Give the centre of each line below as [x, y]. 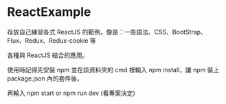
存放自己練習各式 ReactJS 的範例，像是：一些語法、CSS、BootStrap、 [107, 32]
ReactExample [49, 12]
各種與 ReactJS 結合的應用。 [48, 55]
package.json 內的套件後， [45, 78]
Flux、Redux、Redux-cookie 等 [52, 40]
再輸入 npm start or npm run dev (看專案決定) [71, 93]
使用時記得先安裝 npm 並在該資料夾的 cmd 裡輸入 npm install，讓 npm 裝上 [113, 70]
